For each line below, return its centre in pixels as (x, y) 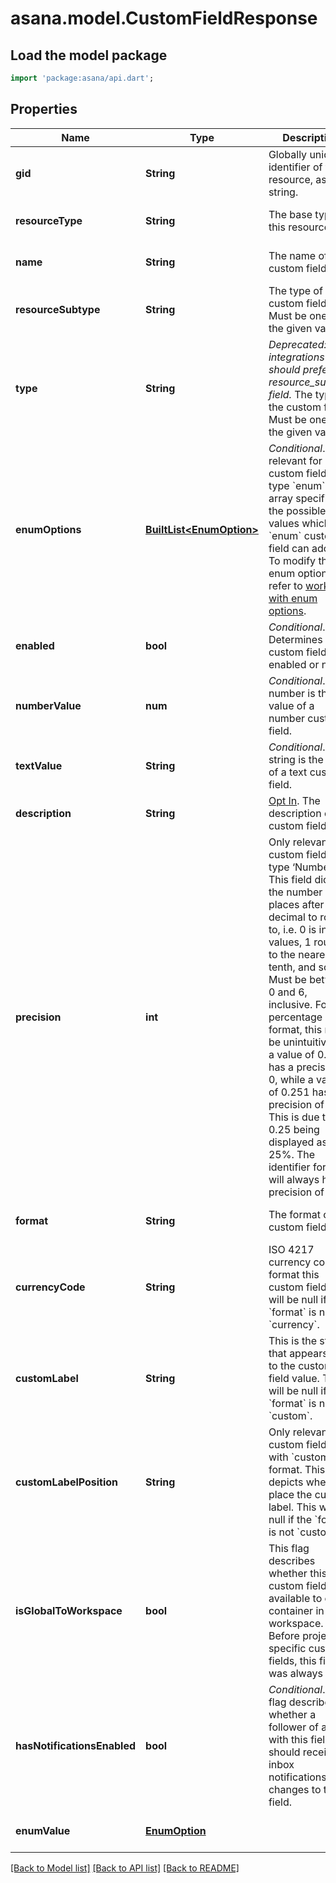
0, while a (291, 1079)
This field (290, 879)
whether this (298, 1573)
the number (295, 892)
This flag (289, 1548)
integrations (296, 357)
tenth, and (292, 967)
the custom (295, 407)
